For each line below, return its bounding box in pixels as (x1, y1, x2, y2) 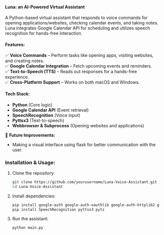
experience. (5, 74, 29, 80)
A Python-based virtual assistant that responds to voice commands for (5, 15, 148, 21)
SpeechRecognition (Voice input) (12, 112, 81, 118)
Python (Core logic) (12, 102, 53, 108)
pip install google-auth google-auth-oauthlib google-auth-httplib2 (12, 202, 155, 208)
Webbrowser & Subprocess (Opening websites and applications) (12, 122, 144, 128)
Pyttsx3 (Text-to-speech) (12, 117, 65, 123)
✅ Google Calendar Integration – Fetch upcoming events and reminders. (5, 63, 152, 69)
